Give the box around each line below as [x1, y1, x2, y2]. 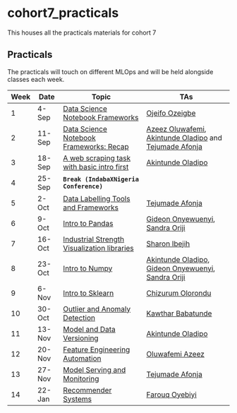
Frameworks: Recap [63, 141, 129, 151]
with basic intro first [63, 162, 129, 172]
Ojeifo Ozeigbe [146, 108, 196, 118]
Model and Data [63, 324, 116, 334]
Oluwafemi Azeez [146, 349, 205, 359]
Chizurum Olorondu [146, 288, 212, 298]
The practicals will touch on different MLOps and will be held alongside [7, 67, 214, 76]
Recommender [63, 385, 112, 395]
